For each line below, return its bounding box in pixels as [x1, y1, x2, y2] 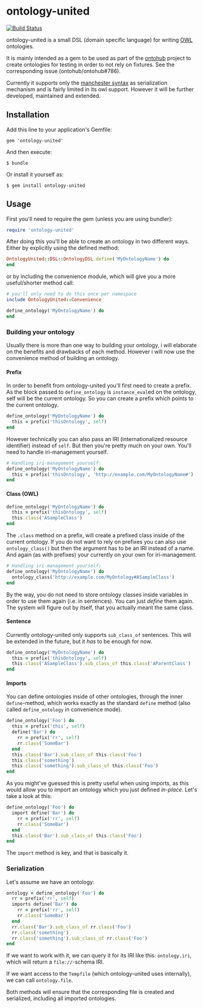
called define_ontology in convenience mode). [6, 706, 122, 713]
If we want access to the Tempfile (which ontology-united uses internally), [6, 970, 192, 978]
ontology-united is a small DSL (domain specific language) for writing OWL [6, 36, 193, 43]
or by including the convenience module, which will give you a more [6, 273, 176, 280]
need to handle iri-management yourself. [6, 448, 108, 456]
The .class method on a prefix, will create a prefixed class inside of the [6, 532, 185, 539]
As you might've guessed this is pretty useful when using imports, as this [6, 780, 189, 787]
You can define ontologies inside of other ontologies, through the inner [6, 693, 183, 700]
